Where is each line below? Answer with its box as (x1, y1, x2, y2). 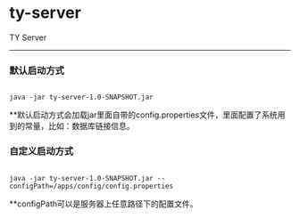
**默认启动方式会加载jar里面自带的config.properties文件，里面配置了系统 (9, 109, 279, 120)
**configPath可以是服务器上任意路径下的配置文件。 (9, 198, 198, 209)
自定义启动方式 (9, 145, 74, 157)
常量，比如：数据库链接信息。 (24, 121, 135, 132)
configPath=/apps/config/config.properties (9, 182, 174, 190)
